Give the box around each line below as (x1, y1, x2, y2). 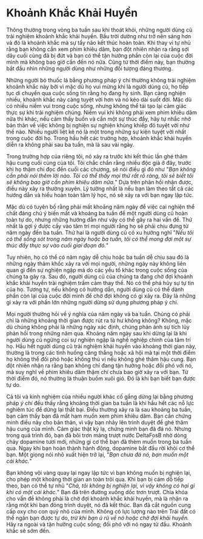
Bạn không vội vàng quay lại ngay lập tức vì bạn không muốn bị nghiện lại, (6, 469, 192, 476)
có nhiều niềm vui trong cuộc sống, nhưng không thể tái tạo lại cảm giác (6, 102, 187, 109)
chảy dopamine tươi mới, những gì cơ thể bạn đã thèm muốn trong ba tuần (6, 438, 192, 445)
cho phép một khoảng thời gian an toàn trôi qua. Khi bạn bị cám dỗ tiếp (6, 475, 184, 483)
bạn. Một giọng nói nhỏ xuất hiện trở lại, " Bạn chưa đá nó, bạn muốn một (6, 450, 189, 458)
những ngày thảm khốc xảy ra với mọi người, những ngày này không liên (6, 259, 187, 267)
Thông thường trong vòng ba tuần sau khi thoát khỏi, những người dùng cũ (6, 26, 193, 33)
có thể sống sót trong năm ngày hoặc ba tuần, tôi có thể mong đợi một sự (6, 235, 191, 243)
